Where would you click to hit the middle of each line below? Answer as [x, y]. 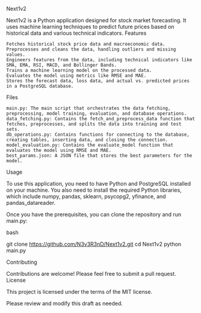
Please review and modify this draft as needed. [65, 303]
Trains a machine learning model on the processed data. [79, 70]
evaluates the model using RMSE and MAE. [59, 150]
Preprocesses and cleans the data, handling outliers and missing [91, 49]
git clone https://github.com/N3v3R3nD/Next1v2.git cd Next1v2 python [94, 244]
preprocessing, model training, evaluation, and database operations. [97, 114]
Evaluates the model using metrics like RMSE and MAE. [76, 76]
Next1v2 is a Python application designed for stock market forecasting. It [96, 20]
